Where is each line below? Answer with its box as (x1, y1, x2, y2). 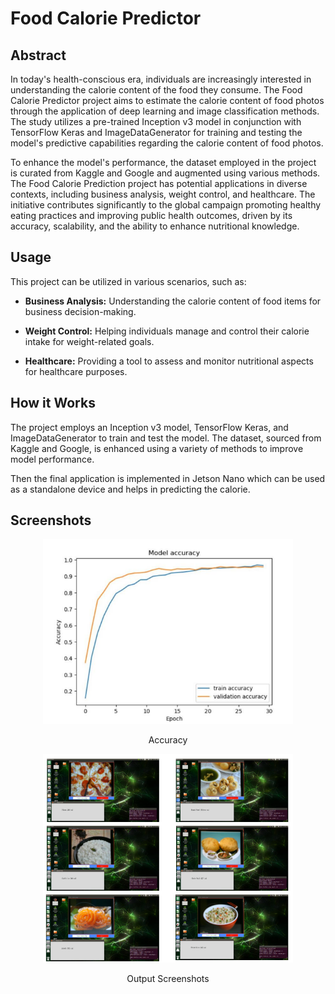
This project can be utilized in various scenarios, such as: (10, 275, 247, 287)
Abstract (10, 47, 67, 64)
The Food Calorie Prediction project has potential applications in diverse (10, 178, 308, 189)
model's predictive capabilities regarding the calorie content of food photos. (10, 137, 324, 149)
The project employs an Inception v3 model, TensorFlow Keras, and (10, 421, 289, 433)
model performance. (10, 453, 95, 465)
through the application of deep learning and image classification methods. (10, 105, 320, 117)
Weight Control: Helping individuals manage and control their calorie (24, 325, 310, 337)
